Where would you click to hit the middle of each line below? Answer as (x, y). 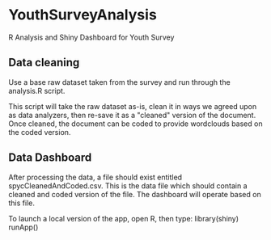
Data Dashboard (50, 158)
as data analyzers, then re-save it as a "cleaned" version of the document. (132, 115)
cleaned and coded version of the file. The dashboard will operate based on (135, 194)
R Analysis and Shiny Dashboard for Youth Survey (91, 37)
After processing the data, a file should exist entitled (95, 177)
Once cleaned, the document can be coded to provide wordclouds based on (135, 124)
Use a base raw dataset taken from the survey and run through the (119, 82)
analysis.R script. (37, 91)
